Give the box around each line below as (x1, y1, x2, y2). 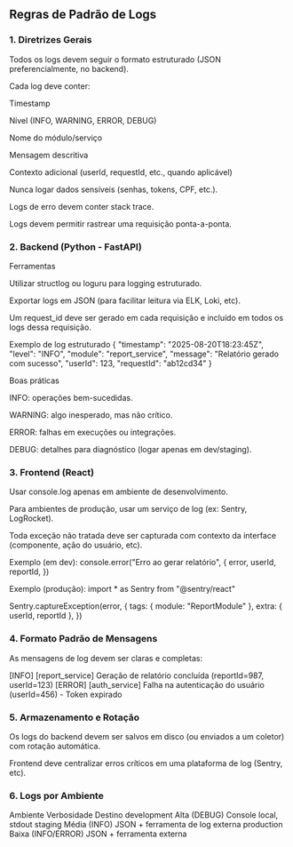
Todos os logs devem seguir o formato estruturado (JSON (9, 53, 222, 65)
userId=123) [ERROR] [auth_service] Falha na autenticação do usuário (9, 679, 265, 690)
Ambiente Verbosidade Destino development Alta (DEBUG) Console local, (9, 810, 279, 820)
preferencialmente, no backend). (9, 63, 129, 74)
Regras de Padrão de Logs (9, 7, 157, 22)
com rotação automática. (9, 740, 100, 751)
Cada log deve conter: (9, 80, 91, 92)
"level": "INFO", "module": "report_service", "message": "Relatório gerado (9, 348, 280, 359)
